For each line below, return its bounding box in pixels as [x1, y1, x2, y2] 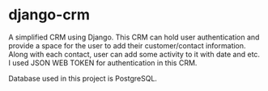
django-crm [8, 6, 91, 24]
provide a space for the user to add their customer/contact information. [8, 40, 246, 50]
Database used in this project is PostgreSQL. [8, 73, 158, 83]
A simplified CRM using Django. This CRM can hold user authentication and [8, 32, 260, 42]
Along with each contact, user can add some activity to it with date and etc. [8, 49, 261, 59]
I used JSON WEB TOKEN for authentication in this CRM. [8, 58, 198, 68]
